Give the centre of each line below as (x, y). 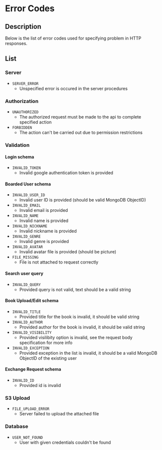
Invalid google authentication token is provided (66, 173)
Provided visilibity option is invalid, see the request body (76, 337)
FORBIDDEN (22, 127)
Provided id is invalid (40, 385)
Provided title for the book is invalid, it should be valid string (79, 317)
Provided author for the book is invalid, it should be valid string (82, 327)
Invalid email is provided (44, 210)
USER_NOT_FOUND (27, 437)
